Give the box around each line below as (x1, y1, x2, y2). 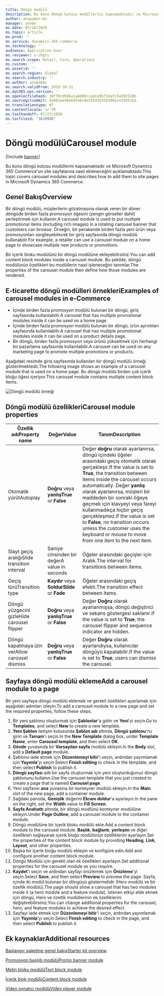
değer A (47, 557, 65, 564)
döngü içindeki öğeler (82, 452, 132, 458)
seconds (47, 569, 67, 576)
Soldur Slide (47, 584, 75, 590)
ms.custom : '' (5, 62, 35, 67)
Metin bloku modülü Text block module (5, 967, 82, 973)
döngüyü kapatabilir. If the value (82, 649, 155, 655)
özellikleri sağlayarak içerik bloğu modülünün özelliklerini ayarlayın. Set (12, 832, 154, 838)
